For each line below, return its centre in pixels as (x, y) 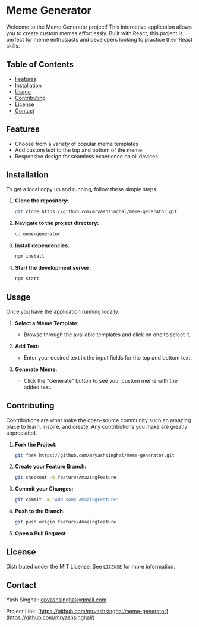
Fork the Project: (36, 444)
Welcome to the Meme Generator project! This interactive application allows (99, 27)
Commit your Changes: (44, 489)
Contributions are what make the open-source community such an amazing (99, 420)
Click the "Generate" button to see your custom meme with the (101, 380)
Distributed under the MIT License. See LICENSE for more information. (91, 566)
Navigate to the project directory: (57, 223)
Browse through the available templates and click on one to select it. (107, 335)
